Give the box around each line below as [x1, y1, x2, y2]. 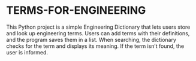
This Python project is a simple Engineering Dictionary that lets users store [6, 23, 191, 30]
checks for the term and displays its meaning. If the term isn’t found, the [6, 42, 185, 50]
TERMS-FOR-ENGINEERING [6, 4, 146, 17]
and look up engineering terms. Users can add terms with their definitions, [6, 29, 190, 36]
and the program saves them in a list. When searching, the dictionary [6, 36, 177, 43]
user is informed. [6, 48, 49, 56]
